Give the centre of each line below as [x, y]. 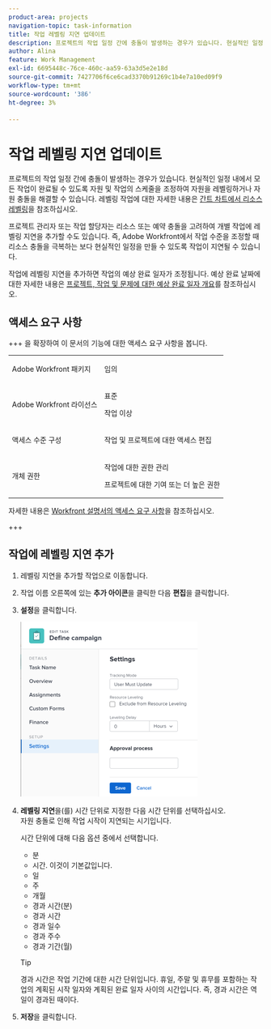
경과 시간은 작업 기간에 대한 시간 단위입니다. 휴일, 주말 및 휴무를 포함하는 [134, 979]
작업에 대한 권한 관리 [136, 467]
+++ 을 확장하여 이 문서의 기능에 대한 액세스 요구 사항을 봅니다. [108, 343]
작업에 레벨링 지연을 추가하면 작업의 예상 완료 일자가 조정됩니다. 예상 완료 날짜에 [135, 274]
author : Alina [32, 51]
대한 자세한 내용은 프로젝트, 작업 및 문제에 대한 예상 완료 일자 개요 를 [115, 284]
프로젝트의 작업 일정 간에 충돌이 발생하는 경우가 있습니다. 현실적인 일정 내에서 [130, 179]
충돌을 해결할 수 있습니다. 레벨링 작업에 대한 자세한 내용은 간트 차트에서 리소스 [140, 199]
